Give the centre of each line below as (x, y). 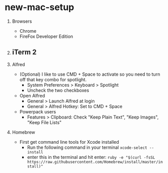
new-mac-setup (39, 7)
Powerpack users (38, 111)
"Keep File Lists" (44, 122)
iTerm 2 (24, 52)
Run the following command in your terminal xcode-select (87, 147)
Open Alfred (32, 95)
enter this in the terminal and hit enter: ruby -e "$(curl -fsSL (91, 157)
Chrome (28, 31)
